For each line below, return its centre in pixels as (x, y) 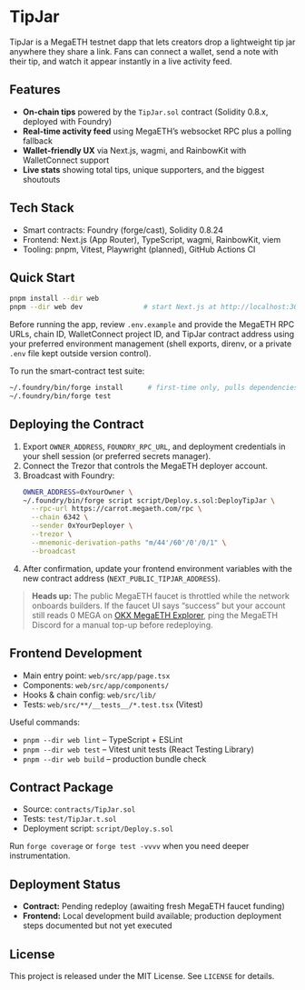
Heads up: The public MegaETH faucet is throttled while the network (161, 595)
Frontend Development (76, 653)
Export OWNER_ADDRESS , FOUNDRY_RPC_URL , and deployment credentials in (154, 446)
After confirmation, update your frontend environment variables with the (157, 568)
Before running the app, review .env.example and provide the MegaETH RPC (152, 325)
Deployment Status (65, 884)
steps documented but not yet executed (97, 925)
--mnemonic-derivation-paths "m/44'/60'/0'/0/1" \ (129, 543)
